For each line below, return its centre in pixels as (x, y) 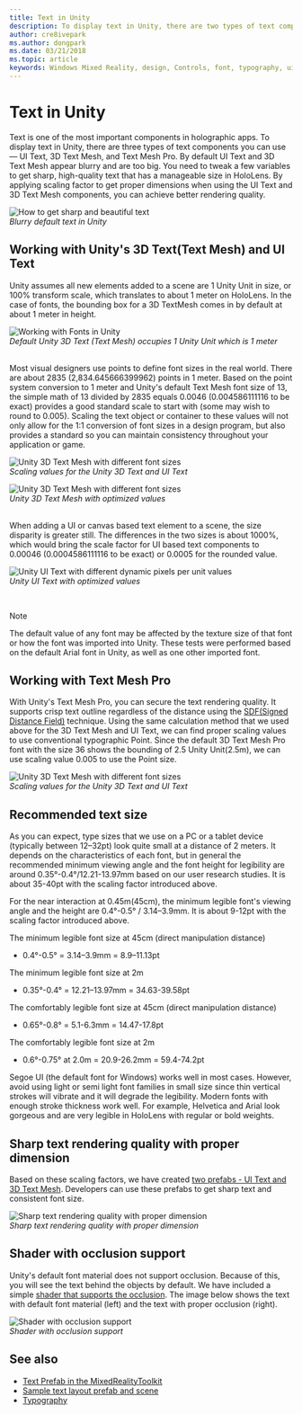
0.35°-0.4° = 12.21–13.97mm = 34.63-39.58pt (106, 991)
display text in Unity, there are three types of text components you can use (147, 147)
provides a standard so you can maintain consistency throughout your (139, 435)
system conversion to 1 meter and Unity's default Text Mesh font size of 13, (148, 387)
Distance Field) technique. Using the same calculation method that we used (149, 721)
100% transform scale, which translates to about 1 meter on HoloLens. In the (151, 295)
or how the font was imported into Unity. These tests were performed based (150, 643)
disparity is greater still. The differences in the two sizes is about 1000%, (144, 535)
